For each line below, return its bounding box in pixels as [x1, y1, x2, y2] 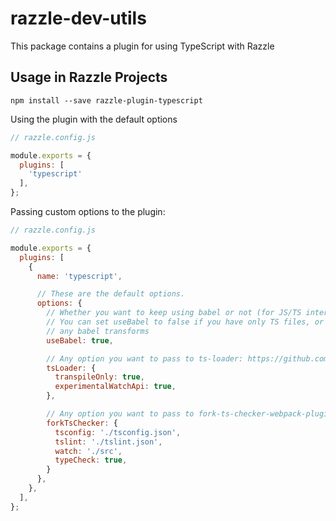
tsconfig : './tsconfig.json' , [54, 427, 182, 437]
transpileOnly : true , [54, 372, 145, 382]
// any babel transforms [46, 326, 150, 336]
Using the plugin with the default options [10, 113, 178, 125]
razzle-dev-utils [10, 7, 147, 30]
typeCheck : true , [54, 455, 128, 466]
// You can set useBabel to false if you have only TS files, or [46, 317, 325, 327]
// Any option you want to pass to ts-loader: [46, 353, 244, 364]
